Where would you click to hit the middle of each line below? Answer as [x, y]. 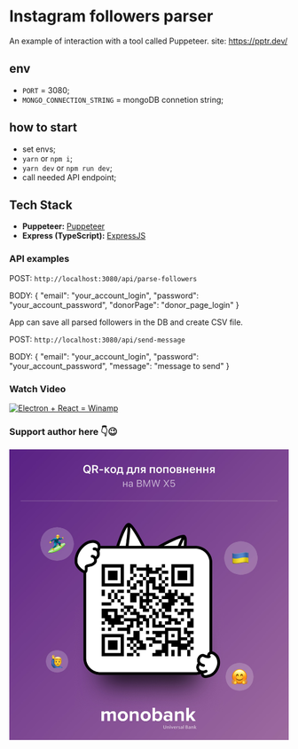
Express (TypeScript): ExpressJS [84, 236]
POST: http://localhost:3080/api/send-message [98, 339]
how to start [43, 127]
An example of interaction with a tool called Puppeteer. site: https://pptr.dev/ [149, 41]
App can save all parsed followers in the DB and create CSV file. [126, 322]
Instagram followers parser [111, 16]
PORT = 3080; [46, 90]
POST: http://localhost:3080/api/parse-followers [103, 278]
